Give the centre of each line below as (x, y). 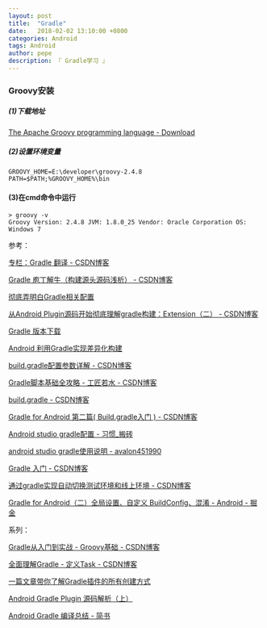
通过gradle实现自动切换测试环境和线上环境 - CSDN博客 (100, 485)
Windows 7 (25, 229)
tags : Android (32, 46)
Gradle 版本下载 (35, 331)
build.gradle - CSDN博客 (49, 400)
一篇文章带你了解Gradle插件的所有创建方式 (79, 581)
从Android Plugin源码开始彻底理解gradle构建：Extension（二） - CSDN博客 (133, 314)
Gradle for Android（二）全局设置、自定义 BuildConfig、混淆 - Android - (128, 502)
